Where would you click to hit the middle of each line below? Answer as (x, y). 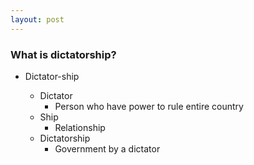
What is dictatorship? (63, 54)
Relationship (80, 127)
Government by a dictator (107, 148)
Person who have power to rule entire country (149, 106)
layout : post (37, 19)
